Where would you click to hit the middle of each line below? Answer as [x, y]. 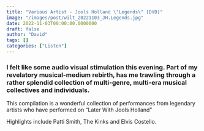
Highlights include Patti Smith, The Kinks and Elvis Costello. [81, 122]
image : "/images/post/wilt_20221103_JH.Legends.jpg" [75, 18]
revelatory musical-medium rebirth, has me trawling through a [101, 75]
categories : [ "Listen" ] [37, 46]
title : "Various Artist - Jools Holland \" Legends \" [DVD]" [85, 12]
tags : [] [17, 40]
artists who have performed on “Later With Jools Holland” [79, 110]
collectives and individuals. [48, 90]
